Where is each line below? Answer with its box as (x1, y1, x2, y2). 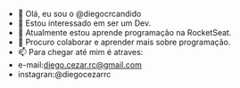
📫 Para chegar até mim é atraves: (17, 47, 144, 57)
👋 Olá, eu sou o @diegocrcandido (17, 9, 142, 19)
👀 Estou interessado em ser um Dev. (17, 18, 152, 28)
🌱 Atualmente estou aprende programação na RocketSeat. (17, 28, 232, 37)
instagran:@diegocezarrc (17, 69, 112, 79)
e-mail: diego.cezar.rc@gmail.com (17, 60, 143, 70)
